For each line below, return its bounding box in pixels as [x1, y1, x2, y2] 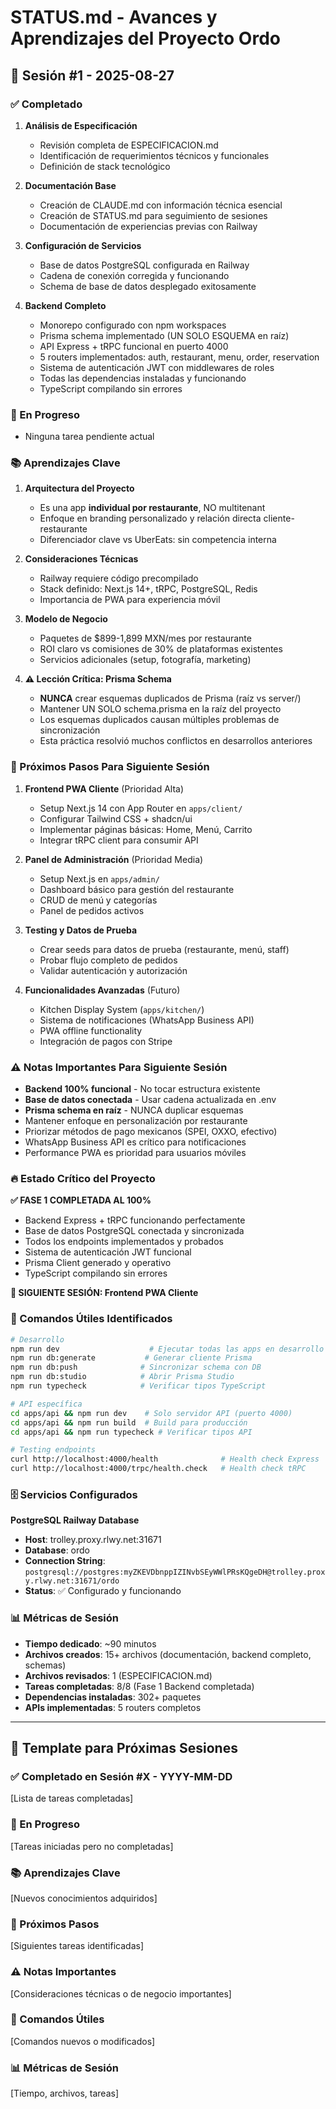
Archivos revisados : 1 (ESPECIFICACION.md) [24, 1669, 213, 1681]
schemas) [24, 1659, 67, 1671]
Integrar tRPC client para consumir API [39, 834, 199, 846]
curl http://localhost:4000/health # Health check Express [10, 1454, 320, 1465]
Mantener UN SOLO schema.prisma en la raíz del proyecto [39, 703, 282, 715]
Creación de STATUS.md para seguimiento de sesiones [39, 209, 268, 221]
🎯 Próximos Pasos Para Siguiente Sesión [10, 760, 210, 774]
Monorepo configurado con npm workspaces [39, 319, 227, 331]
